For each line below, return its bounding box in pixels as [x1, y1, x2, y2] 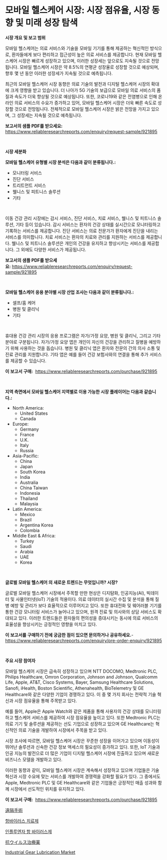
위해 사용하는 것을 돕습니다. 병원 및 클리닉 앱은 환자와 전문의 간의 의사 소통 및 [10, 345, 161, 351]
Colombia [19, 527, 40, 533]
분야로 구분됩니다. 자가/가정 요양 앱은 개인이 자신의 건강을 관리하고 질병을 [5, 339, 148, 345]
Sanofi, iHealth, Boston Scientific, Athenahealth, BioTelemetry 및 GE [5, 685, 144, 691]
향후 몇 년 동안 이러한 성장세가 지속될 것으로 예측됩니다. [5, 70, 113, 76]
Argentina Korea [19, 522, 53, 528]
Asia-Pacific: [12, 453, 39, 459]
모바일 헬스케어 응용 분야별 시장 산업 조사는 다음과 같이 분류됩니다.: [5, 289, 134, 295]
